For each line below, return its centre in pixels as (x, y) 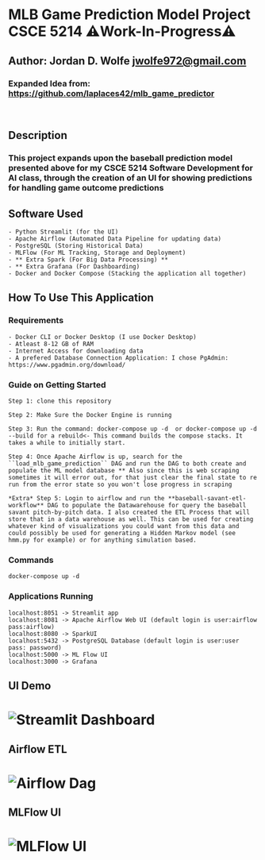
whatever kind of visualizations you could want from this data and (124, 526)
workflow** (26, 505)
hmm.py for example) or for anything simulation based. (102, 540)
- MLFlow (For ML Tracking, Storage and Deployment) (97, 253)
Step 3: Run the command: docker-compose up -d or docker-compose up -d (133, 429)
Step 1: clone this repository (60, 401)
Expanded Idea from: (50, 83)
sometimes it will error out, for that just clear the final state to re (133, 477)
